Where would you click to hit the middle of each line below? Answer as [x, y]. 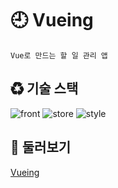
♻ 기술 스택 [44, 88]
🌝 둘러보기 [41, 147]
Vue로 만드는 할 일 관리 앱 [59, 55]
